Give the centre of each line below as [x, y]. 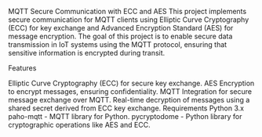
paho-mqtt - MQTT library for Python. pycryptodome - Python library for [125, 116]
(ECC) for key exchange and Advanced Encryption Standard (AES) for [121, 28]
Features [22, 68]
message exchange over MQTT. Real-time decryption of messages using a [129, 100]
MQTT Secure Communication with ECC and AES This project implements [127, 11]
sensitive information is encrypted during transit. [87, 53]
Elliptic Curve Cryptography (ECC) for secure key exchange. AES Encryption [131, 83]
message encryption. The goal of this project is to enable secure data [120, 36]
